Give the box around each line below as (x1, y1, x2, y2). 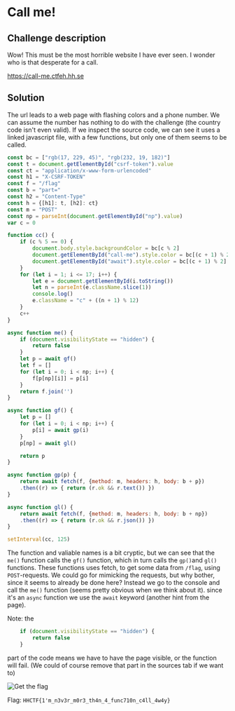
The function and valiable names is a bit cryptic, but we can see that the (7, 548, 215, 557)
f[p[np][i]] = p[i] (32, 374, 90, 382)
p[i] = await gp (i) (32, 426, 90, 433)
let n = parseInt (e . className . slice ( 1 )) (32, 284, 152, 291)
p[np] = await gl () (20, 440, 77, 447)
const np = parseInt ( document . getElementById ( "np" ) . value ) (7, 212, 183, 219)
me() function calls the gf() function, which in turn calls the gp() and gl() (7, 556, 218, 564)
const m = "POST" (7, 206, 58, 213)
